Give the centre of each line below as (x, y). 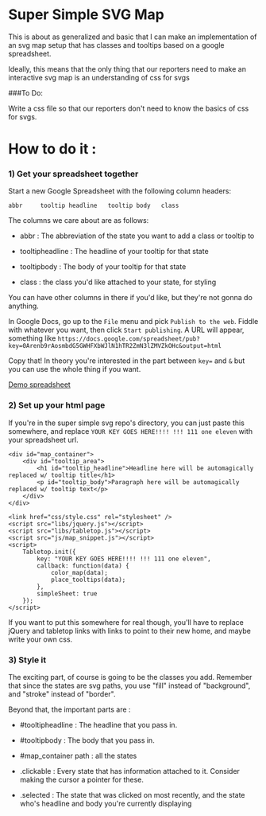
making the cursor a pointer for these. (82, 780)
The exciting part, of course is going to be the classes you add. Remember (130, 677)
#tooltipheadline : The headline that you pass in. (98, 725)
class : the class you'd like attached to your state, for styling (118, 282)
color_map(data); (79, 572)
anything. (24, 306)
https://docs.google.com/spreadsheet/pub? (129, 339)
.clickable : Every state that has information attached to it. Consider (130, 771)
